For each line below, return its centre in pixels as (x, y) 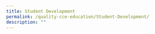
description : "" (26, 22)
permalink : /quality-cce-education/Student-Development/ (78, 17)
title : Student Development (41, 11)
